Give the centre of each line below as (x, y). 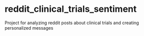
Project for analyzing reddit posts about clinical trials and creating (72, 23)
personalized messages (29, 28)
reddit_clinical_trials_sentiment (71, 9)
